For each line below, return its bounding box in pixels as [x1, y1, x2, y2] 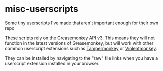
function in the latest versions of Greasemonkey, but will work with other [5, 40, 154, 46]
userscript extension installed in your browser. [5, 60, 100, 66]
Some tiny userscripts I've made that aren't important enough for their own [5, 20, 159, 26]
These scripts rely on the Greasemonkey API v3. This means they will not [5, 35, 155, 41]
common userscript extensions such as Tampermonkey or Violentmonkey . [5, 45, 157, 51]
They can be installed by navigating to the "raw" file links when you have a [5, 55, 158, 61]
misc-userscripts [5, 3, 79, 15]
